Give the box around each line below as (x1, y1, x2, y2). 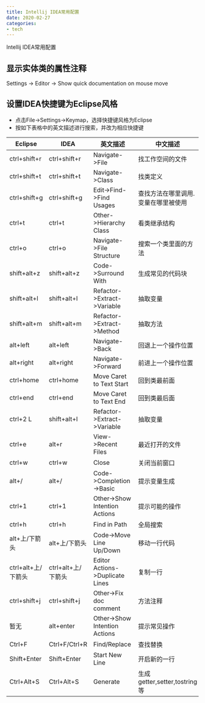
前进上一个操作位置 (138, 359, 193, 367)
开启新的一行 (138, 655, 175, 663)
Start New (93, 650, 122, 659)
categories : (6, 20, 37, 26)
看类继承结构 (138, 219, 175, 227)
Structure (93, 251, 120, 260)
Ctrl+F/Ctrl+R (48, 639, 87, 648)
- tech (6, 26, 23, 32)
